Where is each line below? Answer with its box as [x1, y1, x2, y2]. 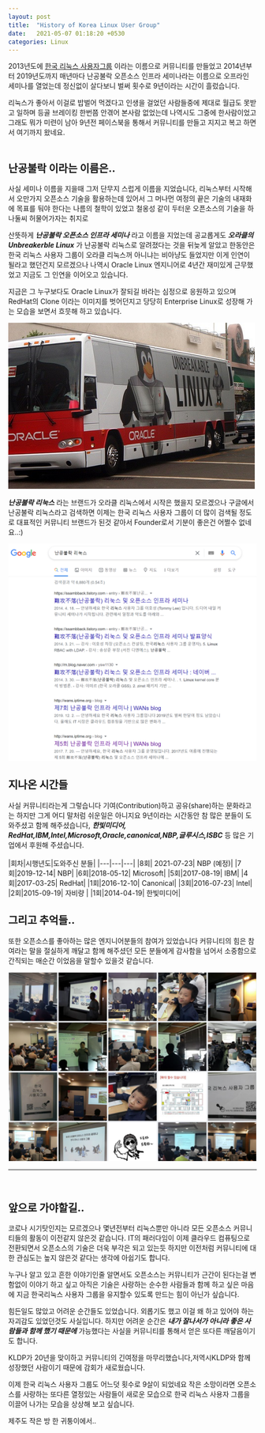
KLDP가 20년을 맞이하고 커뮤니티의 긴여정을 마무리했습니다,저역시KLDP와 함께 [8, 1353, 251, 1363]
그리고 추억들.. [8, 913, 75, 927]
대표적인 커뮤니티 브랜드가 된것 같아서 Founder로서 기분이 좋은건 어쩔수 [16, 518, 237, 527]
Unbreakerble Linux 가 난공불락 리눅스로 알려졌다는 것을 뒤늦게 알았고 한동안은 [8, 240, 256, 250]
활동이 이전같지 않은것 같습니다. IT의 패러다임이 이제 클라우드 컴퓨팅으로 [28, 1234, 251, 1243]
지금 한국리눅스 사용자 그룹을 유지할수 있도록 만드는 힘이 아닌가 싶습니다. [16, 1290, 240, 1299]
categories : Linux [8, 38, 69, 46]
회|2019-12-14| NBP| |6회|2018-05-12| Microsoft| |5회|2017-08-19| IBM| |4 [8, 868, 248, 878]
